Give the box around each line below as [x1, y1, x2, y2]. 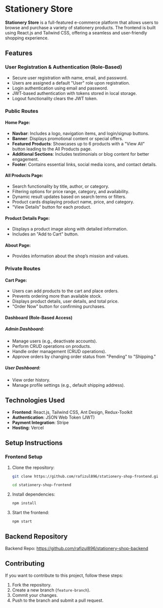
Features [5, 49, 33, 57]
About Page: [5, 242, 31, 248]
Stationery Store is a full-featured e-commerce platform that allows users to [5, 19, 159, 25]
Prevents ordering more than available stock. [12, 293, 102, 299]
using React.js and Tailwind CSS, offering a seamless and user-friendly [5, 30, 147, 36]
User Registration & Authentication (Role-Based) [5, 64, 123, 71]
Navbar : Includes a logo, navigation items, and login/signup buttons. [12, 130, 149, 136]
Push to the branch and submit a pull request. [12, 597, 104, 603]
